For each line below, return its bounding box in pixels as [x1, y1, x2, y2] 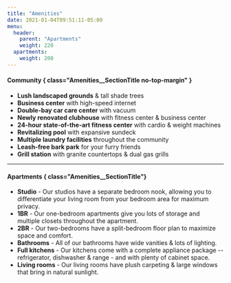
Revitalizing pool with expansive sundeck [16, 128, 136, 136]
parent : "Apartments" [19, 36, 81, 43]
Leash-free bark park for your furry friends [16, 143, 141, 151]
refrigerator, [16, 253, 52, 262]
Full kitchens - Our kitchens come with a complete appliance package [16, 246, 217, 255]
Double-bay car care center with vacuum [16, 106, 136, 114]
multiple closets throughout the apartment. [16, 217, 139, 225]
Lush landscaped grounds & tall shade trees [16, 91, 144, 100]
